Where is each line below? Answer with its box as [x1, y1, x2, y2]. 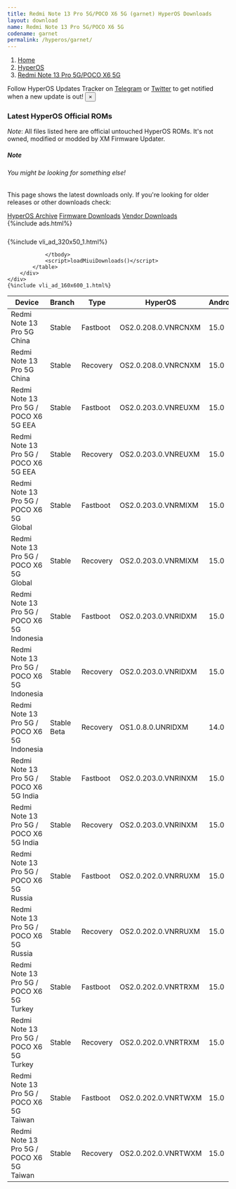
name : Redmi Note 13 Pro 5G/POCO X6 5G [7, 23, 124, 30]
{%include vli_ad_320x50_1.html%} [7, 237, 107, 246]
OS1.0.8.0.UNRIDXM [119, 723, 188, 732]
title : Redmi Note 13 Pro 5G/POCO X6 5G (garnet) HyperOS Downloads [7, 10, 212, 18]
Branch [50, 297, 75, 307]
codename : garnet [7, 30, 58, 37]
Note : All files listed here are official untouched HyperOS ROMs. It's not [7, 127, 214, 136]
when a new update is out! [7, 92, 84, 101]
